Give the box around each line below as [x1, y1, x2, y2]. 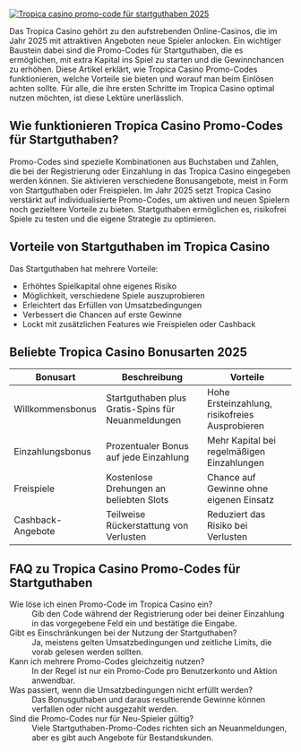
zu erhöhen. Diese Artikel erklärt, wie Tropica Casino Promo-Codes [9, 64, 258, 74]
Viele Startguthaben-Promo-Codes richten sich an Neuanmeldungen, [31, 722, 288, 734]
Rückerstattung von [106, 520, 189, 532]
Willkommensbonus [13, 403, 97, 416]
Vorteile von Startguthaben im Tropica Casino [9, 239, 271, 255]
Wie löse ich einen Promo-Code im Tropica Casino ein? [9, 599, 213, 609]
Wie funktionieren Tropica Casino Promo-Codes [9, 118, 284, 134]
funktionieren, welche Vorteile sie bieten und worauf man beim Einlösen [9, 73, 274, 84]
